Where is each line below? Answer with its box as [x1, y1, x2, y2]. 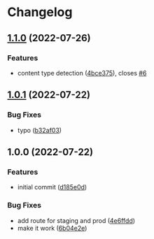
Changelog [7, 4, 73, 20]
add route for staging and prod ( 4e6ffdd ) [17, 216, 135, 224]
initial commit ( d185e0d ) [17, 183, 87, 191]
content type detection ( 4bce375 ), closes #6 [17, 68, 147, 77]
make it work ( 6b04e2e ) [17, 224, 87, 232]
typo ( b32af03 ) [17, 126, 62, 134]
